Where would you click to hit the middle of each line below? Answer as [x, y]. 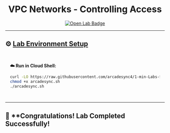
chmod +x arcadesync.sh [35, 81]
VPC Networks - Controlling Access [85, 9]
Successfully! [28, 124]
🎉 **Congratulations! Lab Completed [65, 116]
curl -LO [19, 77]
